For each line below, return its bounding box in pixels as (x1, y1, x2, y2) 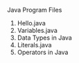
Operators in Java (17, 48, 69, 56)
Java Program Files (7, 6, 62, 14)
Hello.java (17, 19, 46, 27)
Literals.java (17, 41, 52, 49)
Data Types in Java (17, 34, 73, 42)
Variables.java (17, 27, 58, 34)
